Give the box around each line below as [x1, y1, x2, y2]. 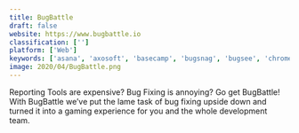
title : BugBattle [9, 12, 74, 22]
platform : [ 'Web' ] [9, 46, 77, 55]
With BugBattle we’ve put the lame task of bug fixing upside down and [9, 96, 267, 106]
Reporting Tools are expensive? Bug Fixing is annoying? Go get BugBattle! [9, 86, 280, 98]
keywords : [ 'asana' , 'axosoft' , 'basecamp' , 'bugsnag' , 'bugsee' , [9, 54, 261, 63]
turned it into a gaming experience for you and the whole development [9, 106, 268, 116]
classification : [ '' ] [9, 37, 90, 47]
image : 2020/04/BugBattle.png [9, 63, 122, 72]
